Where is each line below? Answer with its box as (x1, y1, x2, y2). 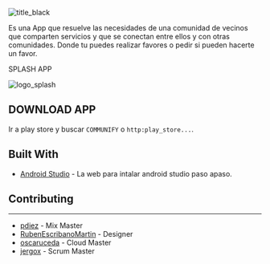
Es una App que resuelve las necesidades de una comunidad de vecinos (8, 23, 248, 32)
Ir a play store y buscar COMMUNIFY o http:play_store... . (8, 124, 194, 134)
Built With (8, 148, 59, 161)
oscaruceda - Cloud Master (19, 238, 112, 248)
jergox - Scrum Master (19, 246, 95, 256)
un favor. (8, 49, 38, 58)
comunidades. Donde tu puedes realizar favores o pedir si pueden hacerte (8, 40, 255, 50)
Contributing (8, 193, 74, 206)
